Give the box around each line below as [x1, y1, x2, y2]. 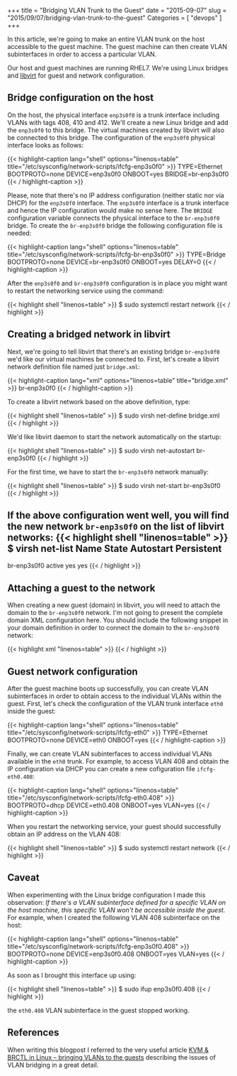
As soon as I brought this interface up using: [7, 971, 137, 979]
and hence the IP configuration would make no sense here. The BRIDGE [7, 206, 214, 214]
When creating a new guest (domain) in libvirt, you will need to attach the [7, 601, 221, 609]
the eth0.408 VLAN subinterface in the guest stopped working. [7, 1006, 190, 1014]
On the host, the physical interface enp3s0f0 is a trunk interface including [7, 110, 220, 119]
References [7, 1026, 59, 1039]
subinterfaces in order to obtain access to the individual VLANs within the [7, 692, 221, 700]
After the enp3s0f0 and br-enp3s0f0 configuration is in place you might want [7, 278, 228, 287]
